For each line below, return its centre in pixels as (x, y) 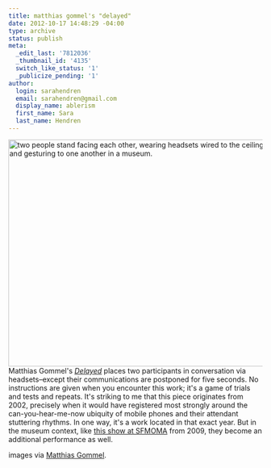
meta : (17, 46)
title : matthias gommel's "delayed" (70, 16)
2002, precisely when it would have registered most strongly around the (128, 405)
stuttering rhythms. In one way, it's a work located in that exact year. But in (132, 422)
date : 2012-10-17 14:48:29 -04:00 (67, 23)
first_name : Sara (45, 114)
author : (21, 83)
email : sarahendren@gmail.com (66, 98)
